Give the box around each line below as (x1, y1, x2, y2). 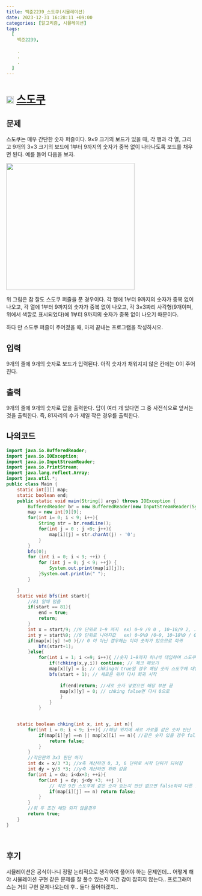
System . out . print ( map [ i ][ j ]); (49, 565, 125, 572)
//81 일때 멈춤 (28, 598, 61, 605)
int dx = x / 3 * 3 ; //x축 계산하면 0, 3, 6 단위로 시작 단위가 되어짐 (28, 760, 183, 766)
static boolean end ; (17, 492, 69, 498)
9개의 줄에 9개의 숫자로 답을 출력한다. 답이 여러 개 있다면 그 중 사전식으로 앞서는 (6, 405, 194, 411)
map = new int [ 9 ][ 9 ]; (28, 509, 82, 516)
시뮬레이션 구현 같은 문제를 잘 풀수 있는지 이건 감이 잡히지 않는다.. (12, 875, 167, 883)
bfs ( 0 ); (28, 548, 47, 555)
